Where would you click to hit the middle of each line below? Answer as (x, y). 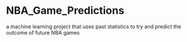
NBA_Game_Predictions (65, 11)
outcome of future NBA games (43, 32)
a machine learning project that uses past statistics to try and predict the (94, 26)
